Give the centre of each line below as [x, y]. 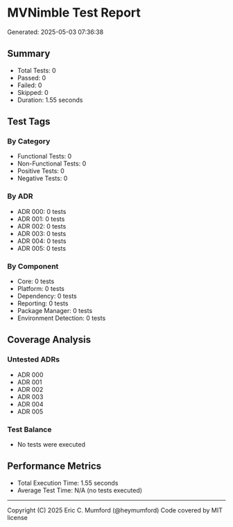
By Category [29, 141]
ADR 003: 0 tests [42, 233]
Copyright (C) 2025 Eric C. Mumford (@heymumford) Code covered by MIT [115, 510]
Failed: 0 [29, 85]
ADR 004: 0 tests [42, 241]
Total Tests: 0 [37, 70]
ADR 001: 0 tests [41, 219]
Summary [29, 54]
